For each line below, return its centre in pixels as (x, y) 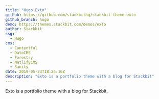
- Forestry (21, 57)
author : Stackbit (24, 29)
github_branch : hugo (27, 19)
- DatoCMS (20, 53)
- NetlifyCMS (24, 62)
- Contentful (24, 48)
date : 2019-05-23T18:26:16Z (35, 72)
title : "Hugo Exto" (26, 10)
